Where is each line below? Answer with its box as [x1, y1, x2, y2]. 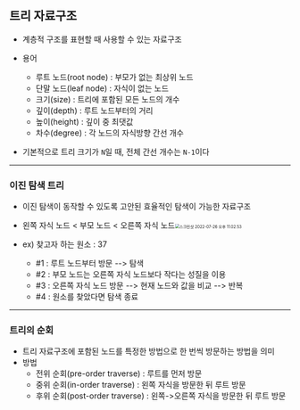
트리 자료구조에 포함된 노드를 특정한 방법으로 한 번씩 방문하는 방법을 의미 [21, 346, 275, 357]
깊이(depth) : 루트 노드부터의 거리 [35, 105, 154, 116]
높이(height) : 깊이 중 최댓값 [35, 116, 134, 127]
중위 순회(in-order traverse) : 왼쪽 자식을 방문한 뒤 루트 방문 [35, 380, 246, 390]
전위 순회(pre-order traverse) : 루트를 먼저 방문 [35, 368, 203, 379]
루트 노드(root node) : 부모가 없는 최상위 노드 [35, 71, 194, 82]
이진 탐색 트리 [9, 179, 65, 192]
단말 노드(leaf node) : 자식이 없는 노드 [35, 83, 170, 94]
